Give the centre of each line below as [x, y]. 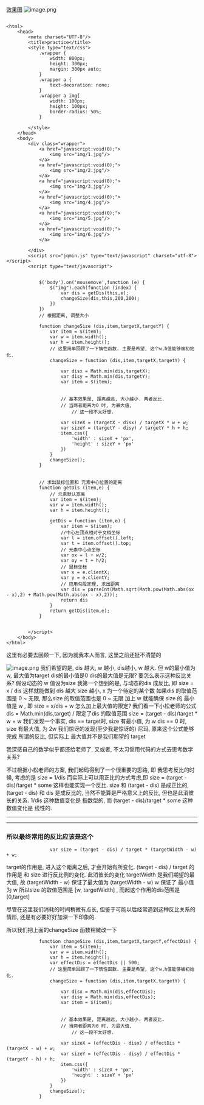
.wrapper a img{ [59, 96]
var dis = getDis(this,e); [95, 293]
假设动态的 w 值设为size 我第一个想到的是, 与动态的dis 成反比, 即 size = [105, 683]
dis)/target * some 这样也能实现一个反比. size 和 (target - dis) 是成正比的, [98, 785]
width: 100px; [67, 101]
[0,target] [18, 897]
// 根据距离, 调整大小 [64, 316]
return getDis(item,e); [80, 611]
